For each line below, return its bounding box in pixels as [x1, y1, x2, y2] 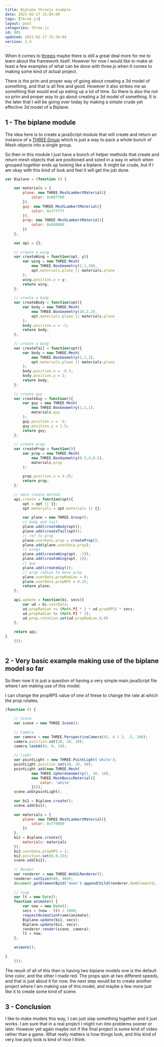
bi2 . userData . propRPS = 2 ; [14, 849, 69, 854]
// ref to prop [23, 533, 54, 538]
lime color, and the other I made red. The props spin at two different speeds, [5, 973, 159, 979]
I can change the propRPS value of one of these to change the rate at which [5, 692, 158, 698]
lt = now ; [23, 931, 43, 936]
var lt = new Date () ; [14, 894, 58, 899]
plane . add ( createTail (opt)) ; [23, 528, 82, 534]
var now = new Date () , [23, 904, 69, 909]
